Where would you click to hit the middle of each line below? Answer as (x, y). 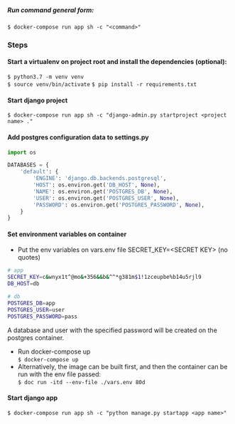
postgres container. (36, 337)
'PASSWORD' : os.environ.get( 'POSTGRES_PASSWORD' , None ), (119, 205)
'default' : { (39, 172)
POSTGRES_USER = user (36, 309)
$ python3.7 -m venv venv (45, 77)
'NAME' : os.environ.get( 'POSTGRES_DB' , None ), (103, 191)
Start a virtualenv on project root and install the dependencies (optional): (117, 62)
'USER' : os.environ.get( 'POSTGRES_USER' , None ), (106, 198)
